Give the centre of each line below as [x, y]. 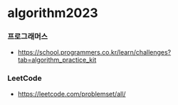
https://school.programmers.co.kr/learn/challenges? [94, 52]
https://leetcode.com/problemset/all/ [72, 94]
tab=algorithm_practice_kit [57, 60]
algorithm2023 [53, 13]
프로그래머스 [28, 37]
